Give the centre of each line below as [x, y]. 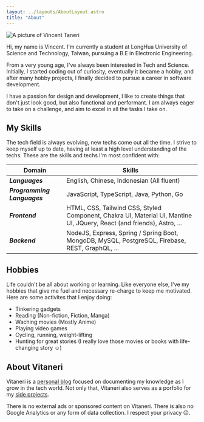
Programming [30, 191]
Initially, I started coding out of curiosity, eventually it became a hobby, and [100, 71]
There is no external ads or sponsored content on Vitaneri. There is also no [100, 406]
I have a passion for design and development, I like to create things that [96, 96]
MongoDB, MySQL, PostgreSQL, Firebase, [126, 240]
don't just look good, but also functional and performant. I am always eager [100, 102]
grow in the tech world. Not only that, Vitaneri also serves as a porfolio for [99, 388]
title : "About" [25, 18]
